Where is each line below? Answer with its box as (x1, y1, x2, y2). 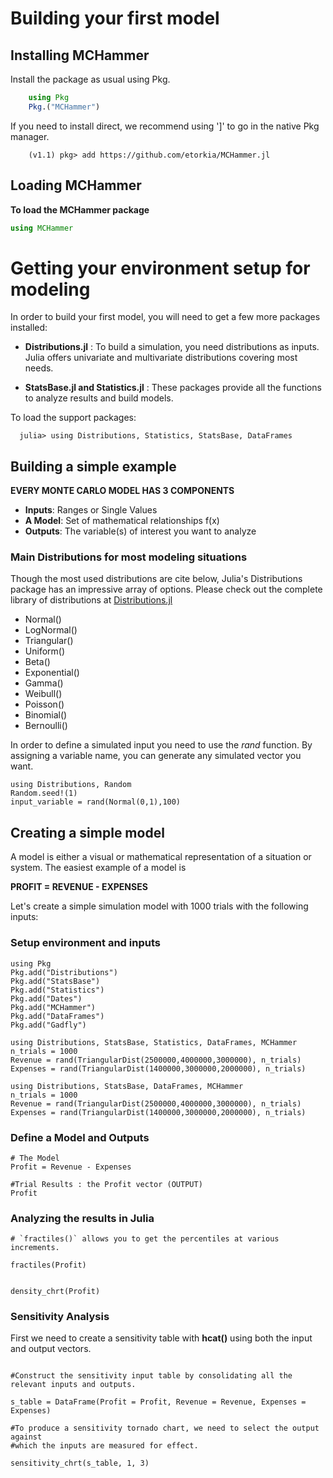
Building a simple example (10, 458, 177, 475)
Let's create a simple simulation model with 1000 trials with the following (10, 900, 309, 912)
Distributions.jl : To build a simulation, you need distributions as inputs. (24, 341, 320, 353)
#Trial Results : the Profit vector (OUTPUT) (10, 1179, 203, 1189)
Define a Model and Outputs (10, 1130, 150, 1144)
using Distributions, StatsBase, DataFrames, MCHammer (10, 1081, 244, 1091)
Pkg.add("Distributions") (10, 967, 118, 977)
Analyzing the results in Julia (10, 1211, 155, 1225)
